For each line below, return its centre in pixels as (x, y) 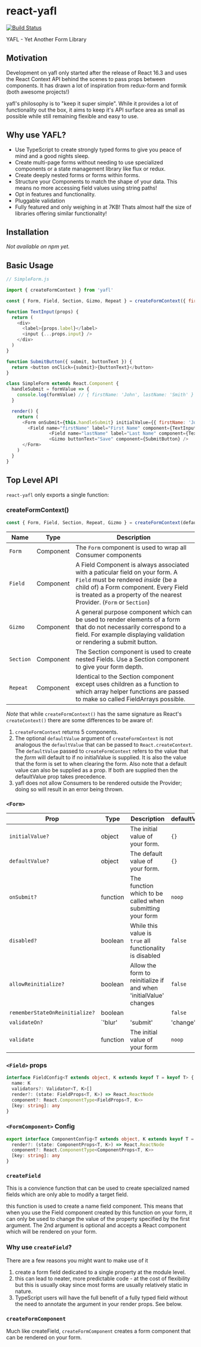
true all (140, 941)
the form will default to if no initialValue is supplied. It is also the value (100, 757)
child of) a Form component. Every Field (132, 587)
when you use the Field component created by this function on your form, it (99, 1213)
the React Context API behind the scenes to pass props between (86, 79)
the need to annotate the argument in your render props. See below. (98, 1304)
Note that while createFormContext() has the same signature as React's (94, 714)
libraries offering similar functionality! (61, 213)
